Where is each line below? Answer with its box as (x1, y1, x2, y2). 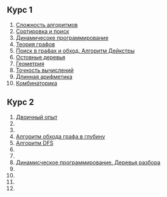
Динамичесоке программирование (15, 34, 109, 41)
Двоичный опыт (15, 113, 58, 121)
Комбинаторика (15, 79, 57, 87)
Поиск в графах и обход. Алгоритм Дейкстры (15, 47, 135, 54)
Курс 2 (7, 97, 34, 107)
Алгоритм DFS (15, 139, 54, 146)
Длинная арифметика (15, 73, 73, 80)
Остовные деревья (15, 53, 66, 60)
